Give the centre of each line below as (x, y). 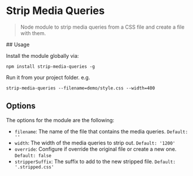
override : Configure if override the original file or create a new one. (95, 149)
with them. (33, 33)
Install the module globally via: (43, 56)
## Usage (18, 44)
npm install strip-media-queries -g (50, 66)
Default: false (33, 156)
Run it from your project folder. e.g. (48, 77)
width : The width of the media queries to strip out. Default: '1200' (95, 143)
